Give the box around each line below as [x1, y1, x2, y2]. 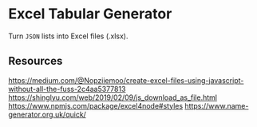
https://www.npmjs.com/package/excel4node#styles [8, 101, 184, 110]
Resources [8, 54, 63, 68]
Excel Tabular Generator [8, 5, 172, 23]
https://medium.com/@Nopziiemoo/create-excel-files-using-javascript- [8, 75, 244, 85]
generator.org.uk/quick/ [8, 109, 86, 119]
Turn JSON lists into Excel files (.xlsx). [8, 31, 128, 41]
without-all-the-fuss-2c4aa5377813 [8, 84, 126, 93]
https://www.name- [184, 101, 249, 110]
